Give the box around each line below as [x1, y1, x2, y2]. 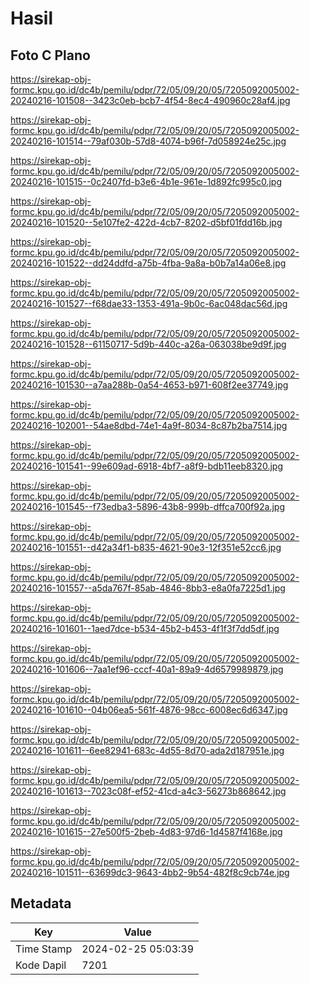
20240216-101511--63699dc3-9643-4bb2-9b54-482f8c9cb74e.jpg [10, 867, 290, 878]
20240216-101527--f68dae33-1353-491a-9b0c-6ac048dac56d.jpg [10, 298, 288, 309]
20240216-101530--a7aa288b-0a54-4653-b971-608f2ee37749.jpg [10, 379, 289, 391]
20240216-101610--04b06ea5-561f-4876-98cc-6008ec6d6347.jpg [10, 704, 288, 716]
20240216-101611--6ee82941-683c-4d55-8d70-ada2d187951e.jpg [10, 745, 285, 756]
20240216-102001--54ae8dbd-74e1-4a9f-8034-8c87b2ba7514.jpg [10, 420, 288, 431]
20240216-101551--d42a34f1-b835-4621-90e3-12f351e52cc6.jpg [10, 542, 282, 553]
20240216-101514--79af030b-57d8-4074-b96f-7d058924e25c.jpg [10, 135, 287, 147]
